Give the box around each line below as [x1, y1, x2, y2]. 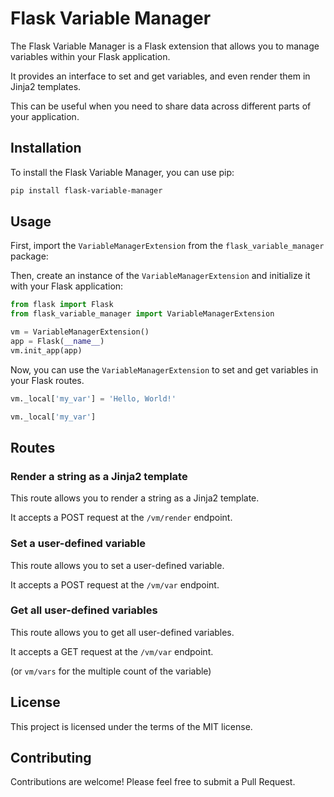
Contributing [10, 750, 92, 767]
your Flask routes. [10, 374, 85, 386]
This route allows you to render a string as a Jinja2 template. [10, 492, 260, 504]
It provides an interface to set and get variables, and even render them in [10, 70, 311, 82]
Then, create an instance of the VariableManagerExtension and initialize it [10, 270, 311, 282]
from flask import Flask [10, 300, 114, 310]
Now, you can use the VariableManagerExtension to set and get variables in [10, 363, 319, 376]
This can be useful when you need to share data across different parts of [10, 100, 312, 112]
